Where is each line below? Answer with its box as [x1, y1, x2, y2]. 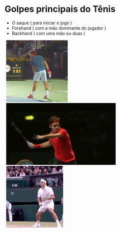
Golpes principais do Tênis [4, 3, 116, 15]
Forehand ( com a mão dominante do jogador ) [11, 25, 106, 31]
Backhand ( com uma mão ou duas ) [11, 30, 86, 36]
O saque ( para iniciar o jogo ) [11, 20, 72, 26]
